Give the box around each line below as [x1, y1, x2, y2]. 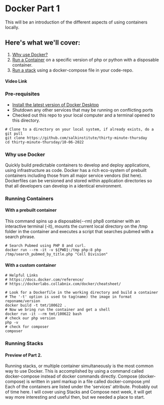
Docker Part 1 [5, 3, 60, 14]
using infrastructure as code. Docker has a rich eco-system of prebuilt [5, 167, 147, 173]
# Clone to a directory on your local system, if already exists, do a [5, 127, 154, 132]
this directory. [12, 117, 41, 123]
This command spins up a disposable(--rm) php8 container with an [5, 218, 140, 224]
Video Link [5, 78, 27, 84]
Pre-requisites [5, 91, 40, 97]
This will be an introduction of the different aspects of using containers [5, 19, 148, 25]
